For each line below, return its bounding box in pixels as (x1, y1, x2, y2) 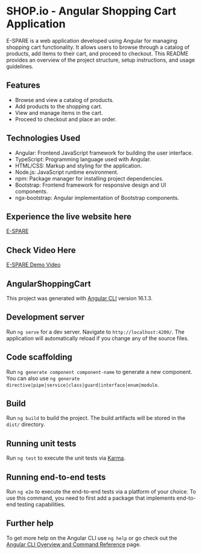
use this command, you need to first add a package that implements (6, 494, 175, 502)
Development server (6, 312, 85, 323)
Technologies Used (6, 133, 80, 143)
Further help (6, 518, 54, 529)
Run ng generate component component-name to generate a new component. (6, 368, 193, 375)
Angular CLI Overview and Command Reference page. (6, 541, 141, 548)
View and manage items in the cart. (14, 109, 103, 116)
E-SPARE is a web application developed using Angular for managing (6, 37, 178, 44)
